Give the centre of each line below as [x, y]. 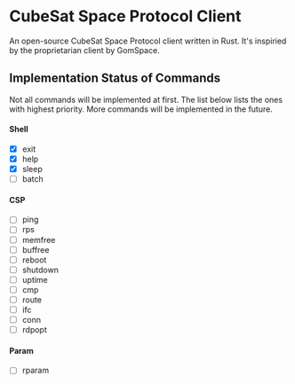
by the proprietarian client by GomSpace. [84, 50]
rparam [36, 371]
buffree [36, 249]
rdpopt [34, 330]
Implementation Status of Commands [115, 78]
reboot [34, 260]
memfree [39, 239]
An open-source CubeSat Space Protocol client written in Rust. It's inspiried [148, 41]
